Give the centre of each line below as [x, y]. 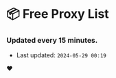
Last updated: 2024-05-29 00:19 [61, 55]
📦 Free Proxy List [58, 14]
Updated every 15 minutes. [52, 41]
